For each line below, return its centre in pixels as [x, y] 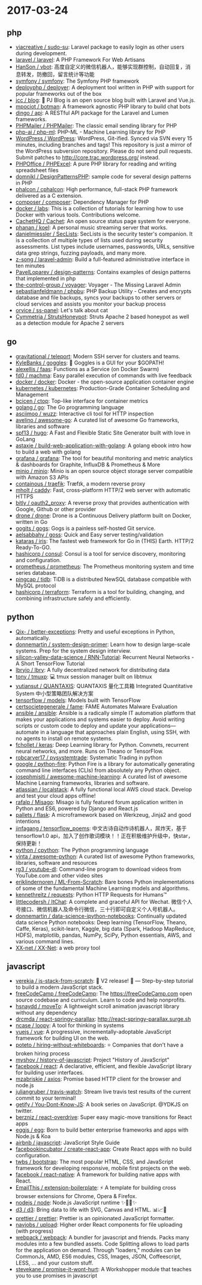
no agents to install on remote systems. [64, 738]
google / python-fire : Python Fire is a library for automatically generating [105, 764]
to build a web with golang [48, 452]
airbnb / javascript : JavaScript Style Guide [68, 1143]
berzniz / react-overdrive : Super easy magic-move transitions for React [104, 1117]
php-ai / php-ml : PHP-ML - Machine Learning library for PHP [91, 132]
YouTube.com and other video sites [59, 875]
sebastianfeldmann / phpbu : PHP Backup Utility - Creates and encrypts [103, 291]
